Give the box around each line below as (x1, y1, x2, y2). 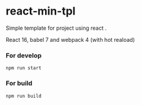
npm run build (5, 93, 42, 99)
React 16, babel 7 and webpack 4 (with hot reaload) (5, 36, 136, 43)
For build (5, 79, 33, 87)
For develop (5, 51, 42, 59)
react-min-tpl (5, 4, 76, 18)
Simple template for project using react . (5, 24, 107, 32)
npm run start (5, 65, 42, 71)
